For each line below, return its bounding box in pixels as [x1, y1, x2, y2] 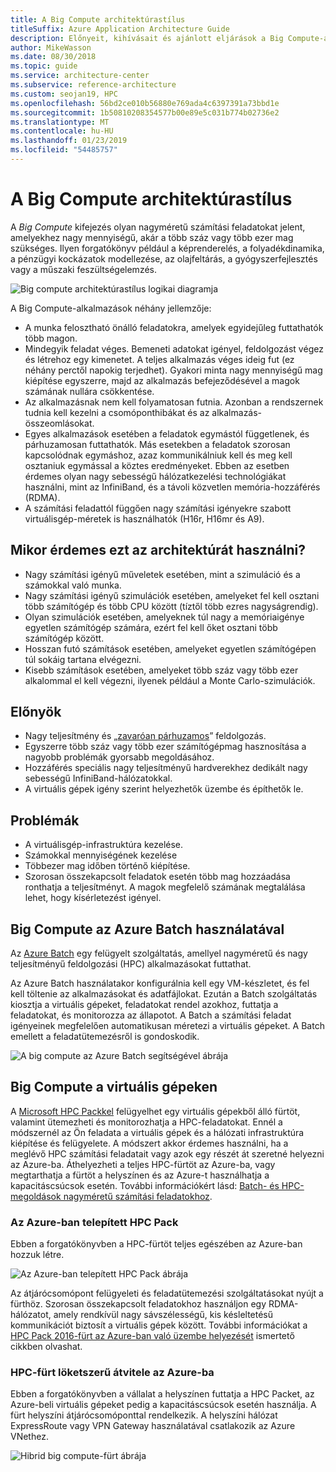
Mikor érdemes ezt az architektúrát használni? [10, 542, 306, 559]
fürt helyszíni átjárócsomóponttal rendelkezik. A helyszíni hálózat [10, 1409, 278, 1421]
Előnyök [10, 704, 62, 721]
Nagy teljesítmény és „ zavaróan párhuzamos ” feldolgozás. [24, 730, 267, 742]
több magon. [24, 332, 78, 344]
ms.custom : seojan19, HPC [10, 89, 118, 99]
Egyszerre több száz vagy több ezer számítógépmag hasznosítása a [24, 741, 307, 753]
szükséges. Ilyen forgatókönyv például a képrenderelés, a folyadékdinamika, [10, 242, 325, 254]
